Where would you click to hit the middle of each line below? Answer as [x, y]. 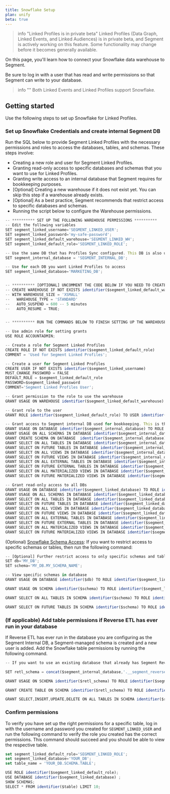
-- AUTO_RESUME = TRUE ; [32, 309]
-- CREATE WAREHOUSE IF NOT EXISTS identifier [55, 290]
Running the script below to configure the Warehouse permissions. [82, 211]
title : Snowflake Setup [30, 10]
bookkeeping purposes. [37, 184]
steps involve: [20, 153]
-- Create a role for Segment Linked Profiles [55, 345]
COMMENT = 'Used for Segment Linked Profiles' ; [56, 355]
